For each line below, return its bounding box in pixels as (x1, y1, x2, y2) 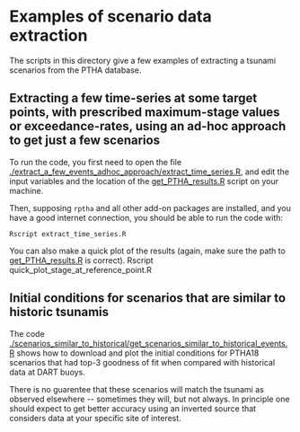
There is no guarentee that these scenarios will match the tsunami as (9, 384, 265, 394)
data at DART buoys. (9, 366, 85, 377)
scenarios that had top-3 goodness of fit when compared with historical (9, 357, 276, 367)
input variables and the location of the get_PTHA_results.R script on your (9, 175, 279, 186)
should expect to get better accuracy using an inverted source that (9, 402, 257, 414)
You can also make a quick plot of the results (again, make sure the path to (9, 245, 286, 256)
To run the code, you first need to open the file (9, 156, 182, 167)
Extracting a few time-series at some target (9, 91, 258, 106)
